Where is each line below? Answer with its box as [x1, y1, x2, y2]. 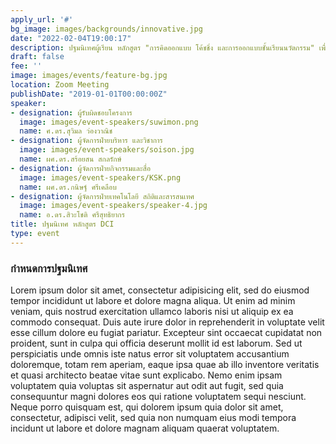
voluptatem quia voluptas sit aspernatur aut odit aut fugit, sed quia [10, 380, 284, 392]
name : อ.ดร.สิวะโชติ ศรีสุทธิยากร [19, 210, 125, 220]
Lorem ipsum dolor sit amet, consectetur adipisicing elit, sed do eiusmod [10, 284, 310, 296]
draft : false [10, 52, 65, 62]
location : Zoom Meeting [10, 80, 110, 90]
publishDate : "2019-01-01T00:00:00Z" [10, 89, 168, 99]
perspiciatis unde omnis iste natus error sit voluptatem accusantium [10, 348, 290, 360]
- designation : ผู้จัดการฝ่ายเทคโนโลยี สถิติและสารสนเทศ [10, 191, 195, 201]
